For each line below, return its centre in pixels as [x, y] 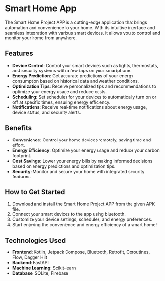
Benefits [18, 128]
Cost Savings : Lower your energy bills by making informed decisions [82, 161]
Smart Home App [41, 9]
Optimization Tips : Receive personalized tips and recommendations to [84, 86]
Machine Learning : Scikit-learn [44, 268]
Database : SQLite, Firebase [40, 273]
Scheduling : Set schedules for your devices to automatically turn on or [84, 97]
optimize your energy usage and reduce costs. [60, 91]
